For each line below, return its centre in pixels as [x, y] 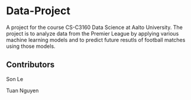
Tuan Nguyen [22, 91]
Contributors [30, 65]
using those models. [31, 46]
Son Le [15, 79]
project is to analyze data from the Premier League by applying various [93, 33]
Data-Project [38, 11]
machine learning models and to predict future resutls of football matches [96, 40]
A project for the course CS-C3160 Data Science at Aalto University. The [95, 27]
